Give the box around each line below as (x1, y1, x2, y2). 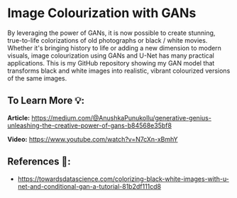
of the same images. (7, 73, 67, 83)
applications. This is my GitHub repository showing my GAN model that (7, 58, 215, 67)
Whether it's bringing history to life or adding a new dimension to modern (7, 43, 222, 52)
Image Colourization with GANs (7, 5, 197, 21)
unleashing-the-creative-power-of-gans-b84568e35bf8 (7, 121, 172, 130)
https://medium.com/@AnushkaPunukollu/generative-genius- (31, 113, 211, 122)
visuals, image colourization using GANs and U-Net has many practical (7, 51, 214, 60)
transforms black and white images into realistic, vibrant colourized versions (7, 66, 231, 75)
